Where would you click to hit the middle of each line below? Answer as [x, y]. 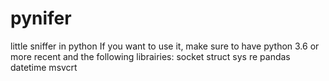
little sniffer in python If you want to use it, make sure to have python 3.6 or [165, 46]
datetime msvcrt [44, 67]
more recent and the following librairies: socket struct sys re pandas [150, 56]
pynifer [41, 18]
